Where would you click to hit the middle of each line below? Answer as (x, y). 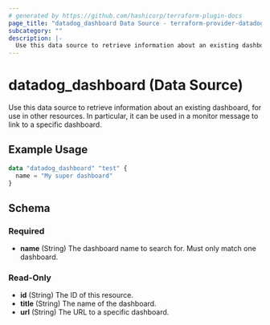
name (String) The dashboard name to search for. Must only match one (138, 249)
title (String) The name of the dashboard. (88, 304)
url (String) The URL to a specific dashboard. (94, 312)
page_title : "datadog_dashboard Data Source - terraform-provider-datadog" (138, 23)
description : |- (35, 38)
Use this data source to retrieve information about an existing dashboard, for (135, 108)
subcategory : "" (35, 30)
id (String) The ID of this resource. (77, 295)
